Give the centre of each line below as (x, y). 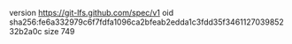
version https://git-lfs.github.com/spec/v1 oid (92, 13)
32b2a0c (26, 31)
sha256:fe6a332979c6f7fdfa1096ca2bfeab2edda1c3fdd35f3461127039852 (147, 22)
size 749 (59, 31)
